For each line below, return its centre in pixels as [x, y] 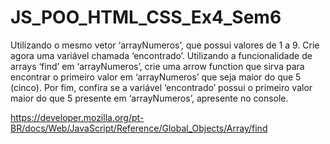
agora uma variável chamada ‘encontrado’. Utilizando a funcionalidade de [161, 55]
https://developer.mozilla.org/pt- [77, 117]
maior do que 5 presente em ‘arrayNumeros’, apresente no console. [149, 98]
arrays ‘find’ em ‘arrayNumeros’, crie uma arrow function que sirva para [157, 66]
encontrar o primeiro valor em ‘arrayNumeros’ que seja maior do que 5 [156, 77]
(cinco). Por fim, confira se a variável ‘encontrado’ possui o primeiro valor [161, 87]
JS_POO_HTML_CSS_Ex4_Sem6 [146, 17]
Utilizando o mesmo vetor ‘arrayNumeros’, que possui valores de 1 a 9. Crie [165, 45]
